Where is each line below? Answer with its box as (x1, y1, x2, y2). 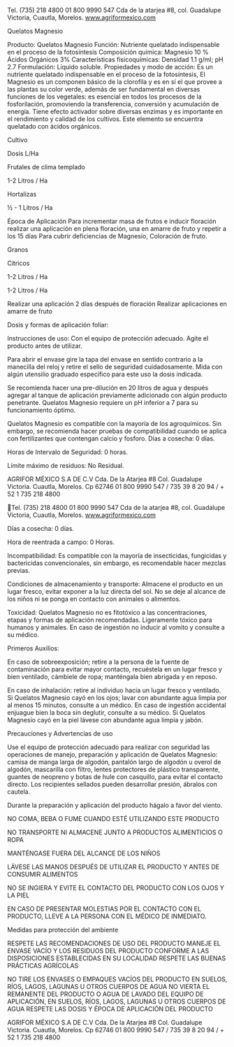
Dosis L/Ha (7, 150, 39, 157)
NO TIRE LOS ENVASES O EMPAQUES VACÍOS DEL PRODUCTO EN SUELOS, (7, 975, 228, 983)
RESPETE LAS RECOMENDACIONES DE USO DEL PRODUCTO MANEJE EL (7, 939, 221, 947)
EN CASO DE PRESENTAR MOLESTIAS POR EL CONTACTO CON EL (7, 905, 201, 913)
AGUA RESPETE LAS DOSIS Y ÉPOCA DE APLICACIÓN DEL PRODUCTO (7, 1005, 213, 1013)
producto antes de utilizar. (7, 342, 82, 350)
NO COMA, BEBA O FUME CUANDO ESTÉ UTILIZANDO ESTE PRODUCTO (7, 815, 220, 822)
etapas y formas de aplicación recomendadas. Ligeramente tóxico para (7, 615, 212, 624)
